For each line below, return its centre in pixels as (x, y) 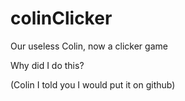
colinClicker (61, 18)
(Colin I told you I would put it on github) (93, 84)
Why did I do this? (47, 65)
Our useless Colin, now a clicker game (89, 46)
